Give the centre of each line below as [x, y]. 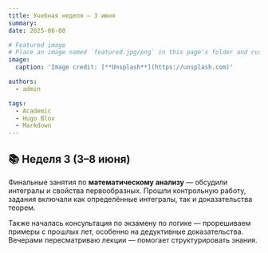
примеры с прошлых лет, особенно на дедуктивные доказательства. [126, 231]
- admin [28, 89]
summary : [23, 23]
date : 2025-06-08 [37, 30]
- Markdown [33, 126]
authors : [23, 81]
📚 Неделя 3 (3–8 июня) [69, 159]
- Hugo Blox [35, 118]
